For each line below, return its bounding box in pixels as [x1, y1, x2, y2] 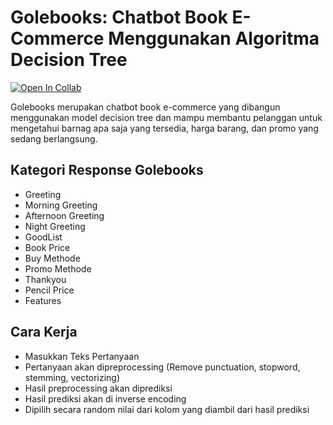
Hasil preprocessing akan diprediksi [24, 382, 173, 394]
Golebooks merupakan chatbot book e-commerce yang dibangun [10, 101, 281, 113]
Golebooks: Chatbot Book [10, 6, 228, 29]
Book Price [24, 241, 71, 253]
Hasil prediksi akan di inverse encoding [24, 392, 187, 405]
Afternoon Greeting [24, 209, 105, 221]
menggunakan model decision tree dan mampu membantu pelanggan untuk [10, 111, 323, 123]
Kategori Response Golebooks [10, 162, 204, 179]
